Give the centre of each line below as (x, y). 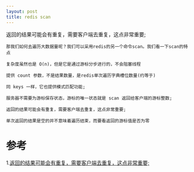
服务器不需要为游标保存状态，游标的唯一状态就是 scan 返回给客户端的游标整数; (89, 98)
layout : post (22, 11)
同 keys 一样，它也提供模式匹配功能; (46, 87)
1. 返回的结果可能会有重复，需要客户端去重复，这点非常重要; (78, 163)
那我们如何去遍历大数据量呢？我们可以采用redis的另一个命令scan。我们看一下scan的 (95, 47)
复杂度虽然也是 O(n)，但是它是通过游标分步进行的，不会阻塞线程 (74, 64)
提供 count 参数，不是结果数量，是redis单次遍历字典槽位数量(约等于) (81, 75)
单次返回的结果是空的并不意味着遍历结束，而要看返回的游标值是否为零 (78, 121)
